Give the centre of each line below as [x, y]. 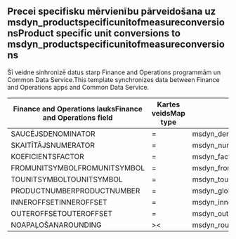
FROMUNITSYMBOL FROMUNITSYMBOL [78, 168]
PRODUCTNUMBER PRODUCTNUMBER [76, 191]
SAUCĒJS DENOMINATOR [53, 134]
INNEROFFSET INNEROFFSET [59, 202]
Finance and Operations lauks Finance [78, 109]
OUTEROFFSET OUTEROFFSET [61, 213]
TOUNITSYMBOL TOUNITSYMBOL [67, 179]
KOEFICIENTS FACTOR [47, 156]
